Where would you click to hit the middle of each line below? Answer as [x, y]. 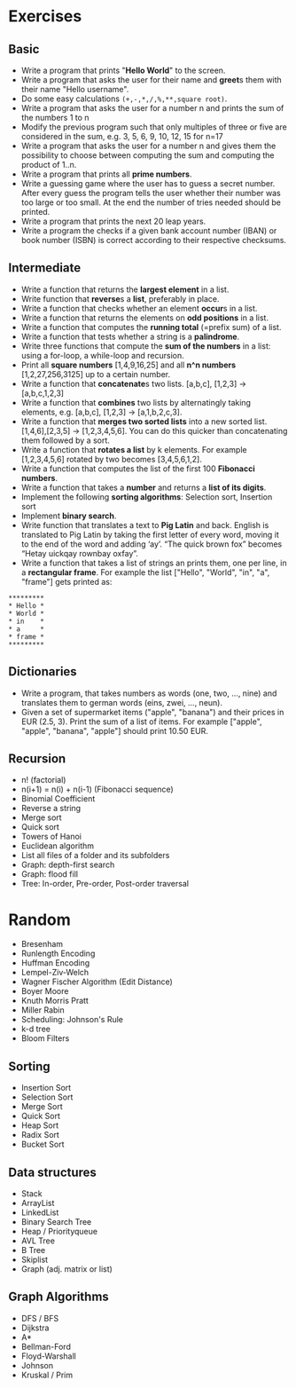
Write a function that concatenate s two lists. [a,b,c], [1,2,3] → [134, 383]
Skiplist [35, 1259]
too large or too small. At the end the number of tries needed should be [151, 202]
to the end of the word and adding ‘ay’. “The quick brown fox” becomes [152, 544]
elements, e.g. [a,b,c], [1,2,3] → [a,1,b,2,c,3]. [101, 412]
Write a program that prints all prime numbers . [106, 174]
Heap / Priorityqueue [59, 1231]
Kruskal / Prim [47, 1375]
